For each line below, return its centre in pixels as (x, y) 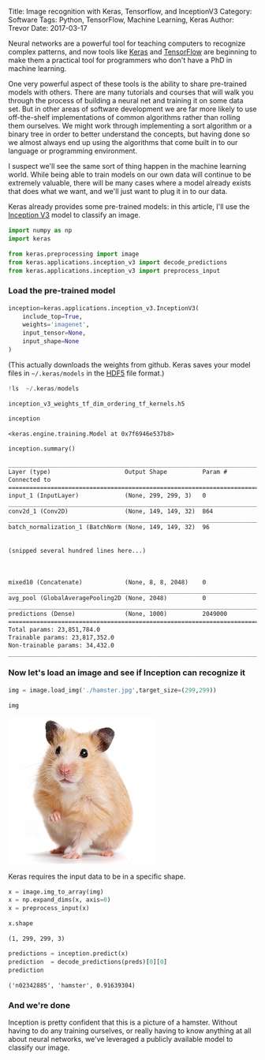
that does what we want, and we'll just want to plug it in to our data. (118, 191)
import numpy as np (40, 230)
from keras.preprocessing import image (74, 254)
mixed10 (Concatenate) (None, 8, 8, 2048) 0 (107, 582)
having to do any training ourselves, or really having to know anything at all (130, 1031)
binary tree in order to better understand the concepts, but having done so (129, 134)
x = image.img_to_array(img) (56, 892)
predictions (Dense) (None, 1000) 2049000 (118, 614)
